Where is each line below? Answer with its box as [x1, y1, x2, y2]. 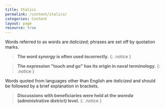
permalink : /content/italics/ [5, 12, 67, 17]
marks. [5, 44, 19, 50]
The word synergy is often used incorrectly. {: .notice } [17, 54, 132, 59]
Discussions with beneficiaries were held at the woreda [17, 93, 133, 99]
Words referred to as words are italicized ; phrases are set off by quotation [5, 39, 155, 45]
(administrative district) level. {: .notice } [17, 98, 102, 104]
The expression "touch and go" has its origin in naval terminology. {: [17, 63, 161, 69]
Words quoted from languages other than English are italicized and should [5, 78, 156, 84]
